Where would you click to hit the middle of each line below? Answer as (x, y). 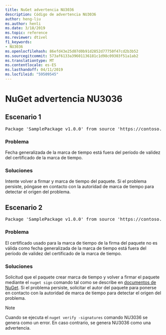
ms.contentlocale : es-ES (31, 65)
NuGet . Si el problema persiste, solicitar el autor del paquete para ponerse (81, 287)
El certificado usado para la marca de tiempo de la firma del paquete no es (81, 243)
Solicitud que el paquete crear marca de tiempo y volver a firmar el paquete (83, 277)
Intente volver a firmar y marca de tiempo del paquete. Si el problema (76, 181)
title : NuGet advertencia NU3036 (40, 10)
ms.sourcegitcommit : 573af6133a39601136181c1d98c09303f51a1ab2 (72, 56)
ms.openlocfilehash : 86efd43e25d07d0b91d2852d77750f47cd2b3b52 (72, 51)
